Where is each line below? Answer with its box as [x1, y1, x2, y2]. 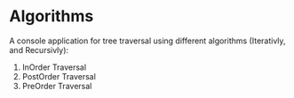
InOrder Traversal [21, 62, 87, 72]
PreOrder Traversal [21, 80, 92, 91]
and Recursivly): [9, 44, 69, 55]
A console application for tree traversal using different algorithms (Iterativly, [9, 35, 286, 46]
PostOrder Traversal [21, 71, 96, 81]
